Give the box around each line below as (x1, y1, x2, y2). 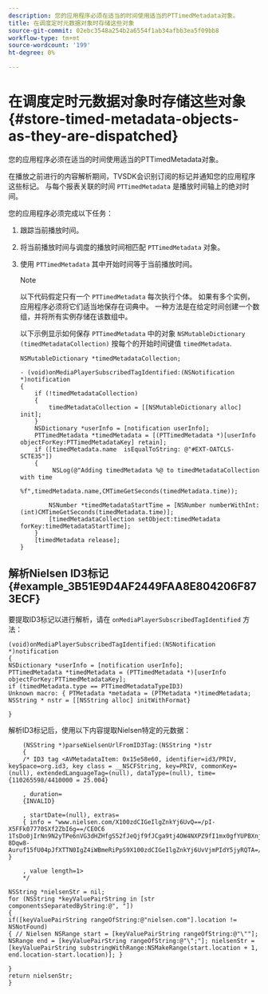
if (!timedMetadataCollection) (34, 389, 139, 398)
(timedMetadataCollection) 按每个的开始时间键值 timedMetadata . (19, 339, 232, 348)
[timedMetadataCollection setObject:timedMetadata (49, 515, 221, 523)
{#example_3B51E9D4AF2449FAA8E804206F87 (8, 580, 257, 593)
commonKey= (200, 762, 238, 770)
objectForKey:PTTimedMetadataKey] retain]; (19, 438, 167, 446)
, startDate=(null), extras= (22, 811, 120, 819)
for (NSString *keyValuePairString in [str (8, 895, 156, 903)
